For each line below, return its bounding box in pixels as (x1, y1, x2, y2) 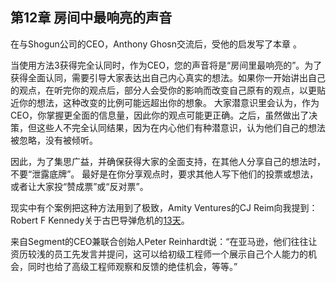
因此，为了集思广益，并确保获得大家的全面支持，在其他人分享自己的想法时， (10, 155, 326, 167)
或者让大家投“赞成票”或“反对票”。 (10, 180, 149, 192)
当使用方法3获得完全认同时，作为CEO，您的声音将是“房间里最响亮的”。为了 (10, 59, 323, 71)
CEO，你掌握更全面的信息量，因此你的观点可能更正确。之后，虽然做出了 (10, 109, 310, 121)
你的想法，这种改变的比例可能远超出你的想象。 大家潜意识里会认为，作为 (18, 96, 320, 108)
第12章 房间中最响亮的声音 (10, 9, 173, 27)
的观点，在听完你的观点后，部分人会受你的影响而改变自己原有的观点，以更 (10, 84, 317, 96)
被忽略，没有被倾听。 (10, 134, 98, 146)
